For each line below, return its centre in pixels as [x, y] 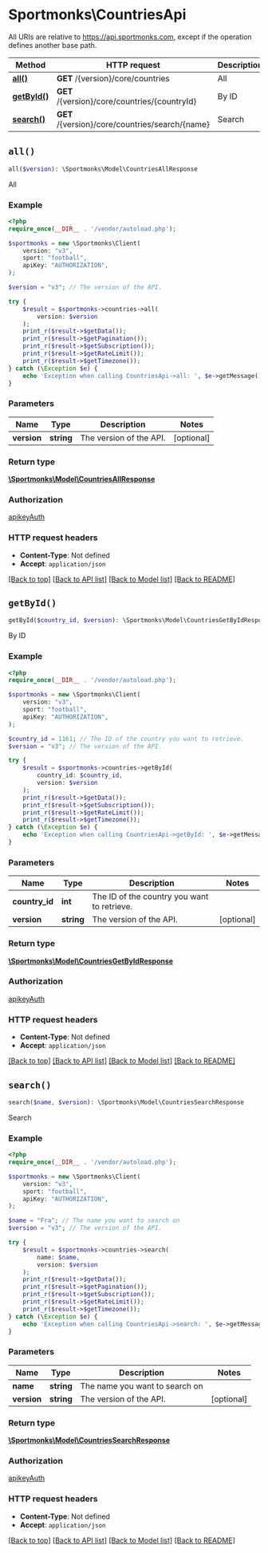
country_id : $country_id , [80, 775]
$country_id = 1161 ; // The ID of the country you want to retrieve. [126, 739]
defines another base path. [53, 45]
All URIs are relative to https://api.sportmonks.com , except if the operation [130, 37]
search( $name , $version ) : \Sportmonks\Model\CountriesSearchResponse [126, 1102]
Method [31, 65]
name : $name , [59, 1257]
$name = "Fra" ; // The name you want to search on [94, 1221]
